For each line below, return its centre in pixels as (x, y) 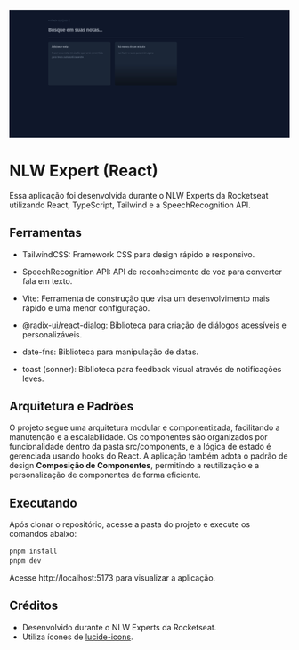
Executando (43, 503)
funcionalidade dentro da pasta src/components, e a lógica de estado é (140, 447)
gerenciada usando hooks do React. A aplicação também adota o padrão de (149, 456)
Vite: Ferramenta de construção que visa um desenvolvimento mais (145, 298)
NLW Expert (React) (84, 171)
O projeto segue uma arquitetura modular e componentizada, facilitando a (145, 427)
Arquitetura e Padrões (72, 406)
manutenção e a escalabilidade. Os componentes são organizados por (139, 437)
